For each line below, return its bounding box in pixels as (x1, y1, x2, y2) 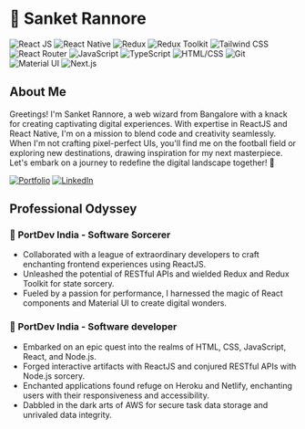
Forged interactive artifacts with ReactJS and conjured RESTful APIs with (22, 361, 297, 371)
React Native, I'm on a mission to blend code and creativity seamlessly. (9, 128, 276, 139)
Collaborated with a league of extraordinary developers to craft (22, 249, 259, 260)
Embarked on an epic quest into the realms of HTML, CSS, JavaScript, (22, 341, 287, 352)
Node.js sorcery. (22, 370, 85, 382)
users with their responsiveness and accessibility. (22, 390, 209, 401)
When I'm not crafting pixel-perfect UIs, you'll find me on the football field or (9, 137, 297, 149)
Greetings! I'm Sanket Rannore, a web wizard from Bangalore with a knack (9, 109, 289, 120)
